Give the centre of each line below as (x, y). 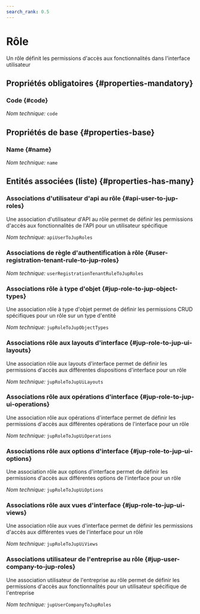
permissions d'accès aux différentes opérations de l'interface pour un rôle (98, 424)
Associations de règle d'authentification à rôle (75, 253)
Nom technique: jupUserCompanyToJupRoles (59, 604)
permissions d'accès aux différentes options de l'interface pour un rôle (94, 478)
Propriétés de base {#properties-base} (81, 132)
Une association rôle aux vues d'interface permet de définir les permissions (100, 526)
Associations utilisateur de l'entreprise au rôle (75, 559)
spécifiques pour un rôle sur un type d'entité (61, 316)
